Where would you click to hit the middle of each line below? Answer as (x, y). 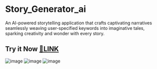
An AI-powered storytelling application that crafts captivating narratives (78, 23)
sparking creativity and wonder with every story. (55, 33)
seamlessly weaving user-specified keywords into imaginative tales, (75, 28)
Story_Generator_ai (46, 9)
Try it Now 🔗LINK (32, 49)
